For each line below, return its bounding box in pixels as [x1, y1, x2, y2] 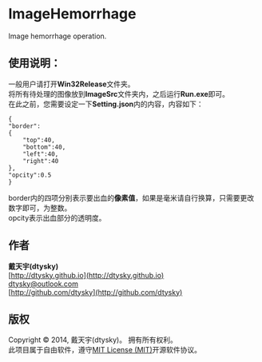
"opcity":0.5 [8, 171, 52, 179]
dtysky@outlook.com [8, 279, 78, 288]
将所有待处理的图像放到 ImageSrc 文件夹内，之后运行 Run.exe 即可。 [8, 89, 230, 98]
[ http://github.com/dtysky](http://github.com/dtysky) [8, 287, 183, 296]
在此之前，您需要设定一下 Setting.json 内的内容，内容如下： [8, 99, 204, 109]
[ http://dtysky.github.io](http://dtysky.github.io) [8, 270, 165, 280]
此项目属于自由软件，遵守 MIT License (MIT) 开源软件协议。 [8, 345, 202, 355]
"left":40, [22, 149, 59, 158]
